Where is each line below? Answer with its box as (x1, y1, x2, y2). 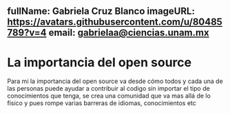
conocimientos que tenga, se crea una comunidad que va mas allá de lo (7, 92, 211, 100)
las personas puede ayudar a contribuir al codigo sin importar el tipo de (7, 84, 210, 93)
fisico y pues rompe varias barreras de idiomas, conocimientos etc (7, 99, 196, 107)
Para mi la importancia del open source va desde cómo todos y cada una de (7, 77, 224, 85)
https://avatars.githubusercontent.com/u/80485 (7, 16, 222, 28)
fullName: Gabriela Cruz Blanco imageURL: (7, 5, 195, 17)
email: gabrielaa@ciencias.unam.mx (48, 27, 209, 38)
